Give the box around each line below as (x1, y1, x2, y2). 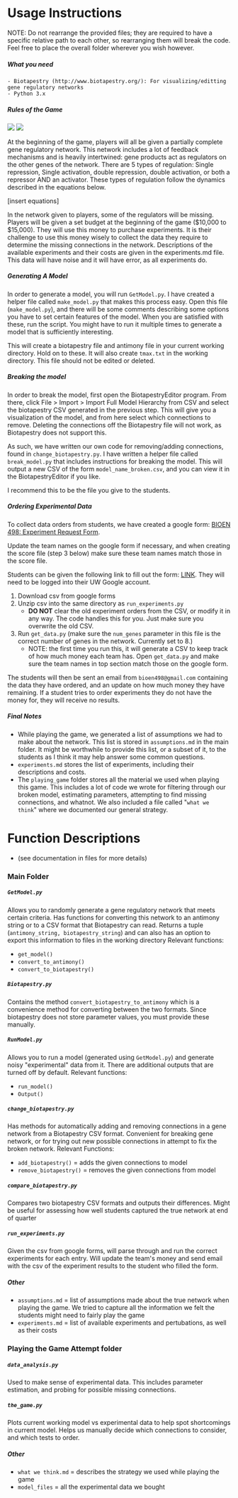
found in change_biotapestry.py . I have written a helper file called (7, 449, 198, 458)
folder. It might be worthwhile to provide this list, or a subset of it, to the (17, 745, 227, 753)
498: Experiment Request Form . (7, 527, 101, 536)
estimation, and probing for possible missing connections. (7, 1386, 177, 1394)
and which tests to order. (7, 1433, 80, 1442)
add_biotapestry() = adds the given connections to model (17, 1159, 188, 1167)
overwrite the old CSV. (28, 621, 94, 630)
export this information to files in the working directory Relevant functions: (7, 936, 225, 944)
